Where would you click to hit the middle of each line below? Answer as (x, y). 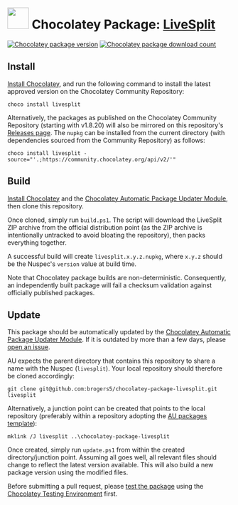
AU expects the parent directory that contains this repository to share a (111, 361)
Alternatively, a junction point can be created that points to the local (107, 408)
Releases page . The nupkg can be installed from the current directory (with (116, 132)
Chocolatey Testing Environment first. (63, 494)
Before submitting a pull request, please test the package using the (106, 487)
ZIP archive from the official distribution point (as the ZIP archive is (105, 227)
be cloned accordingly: (41, 376)
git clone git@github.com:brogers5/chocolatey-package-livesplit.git (113, 389)
